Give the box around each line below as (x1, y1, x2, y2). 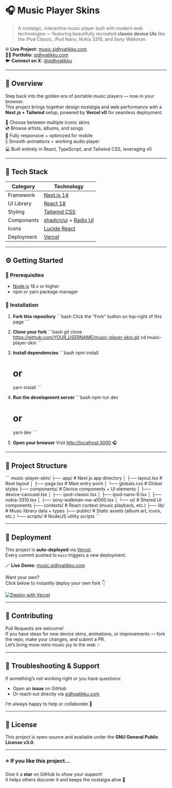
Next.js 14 (44, 191, 69, 198)
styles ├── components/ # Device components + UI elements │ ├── (5, 486, 151, 492)
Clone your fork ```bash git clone (12, 328, 82, 335)
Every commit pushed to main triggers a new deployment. (5, 552, 126, 558)
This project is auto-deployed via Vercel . (5, 546, 92, 553)
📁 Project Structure (5, 461, 68, 470)
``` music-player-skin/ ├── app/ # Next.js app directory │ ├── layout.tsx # (5, 475, 163, 481)
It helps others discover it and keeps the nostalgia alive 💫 (5, 776, 126, 782)
